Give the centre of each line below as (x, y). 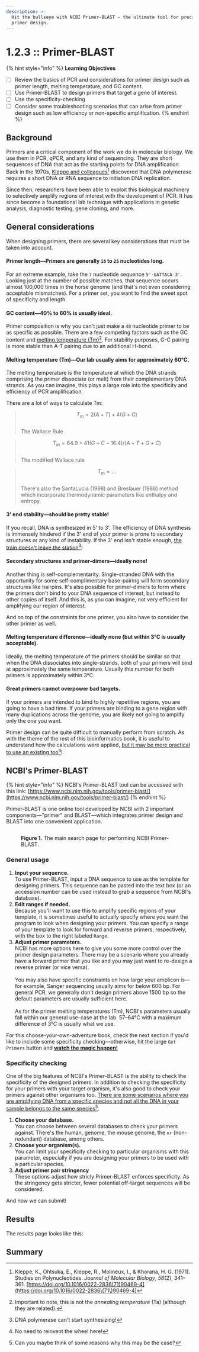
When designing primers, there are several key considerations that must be (98, 241)
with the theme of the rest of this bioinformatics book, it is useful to (88, 738)
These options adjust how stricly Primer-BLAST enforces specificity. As (102, 1176)
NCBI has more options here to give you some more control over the (98, 948)
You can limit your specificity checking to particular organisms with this (102, 1151)
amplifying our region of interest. (46, 606)
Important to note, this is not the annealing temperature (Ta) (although (100, 1302)
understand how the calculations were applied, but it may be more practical (98, 745)
